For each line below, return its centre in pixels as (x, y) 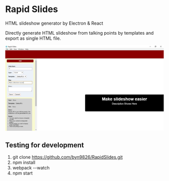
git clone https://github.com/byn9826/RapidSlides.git (68, 157)
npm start (22, 173)
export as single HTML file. (33, 38)
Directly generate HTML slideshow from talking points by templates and (79, 33)
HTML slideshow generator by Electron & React (54, 23)
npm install (24, 162)
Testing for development (45, 145)
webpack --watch (31, 167)
